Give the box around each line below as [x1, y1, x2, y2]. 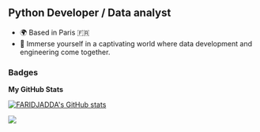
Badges [8, 67, 38, 78]
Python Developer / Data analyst [8, 6, 171, 20]
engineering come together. [19, 47, 111, 57]
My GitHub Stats [8, 85, 64, 94]
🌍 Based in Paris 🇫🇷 [19, 27, 90, 37]
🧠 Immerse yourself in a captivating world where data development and [19, 38, 253, 48]
